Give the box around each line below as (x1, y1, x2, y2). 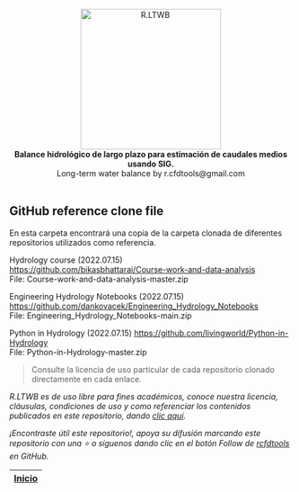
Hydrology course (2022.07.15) (9, 255, 123, 265)
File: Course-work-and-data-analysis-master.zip (9, 273, 189, 284)
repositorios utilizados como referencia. (9, 237, 157, 247)
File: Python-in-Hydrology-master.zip (9, 346, 147, 357)
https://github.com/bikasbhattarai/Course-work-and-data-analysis (9, 264, 256, 274)
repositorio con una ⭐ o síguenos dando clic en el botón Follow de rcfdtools (9, 437, 290, 448)
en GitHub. (9, 451, 49, 461)
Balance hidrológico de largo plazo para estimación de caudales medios (13, 149, 288, 159)
